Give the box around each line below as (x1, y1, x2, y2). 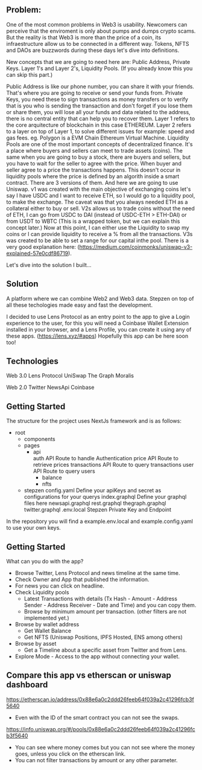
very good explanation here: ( (6, 243, 80, 250)
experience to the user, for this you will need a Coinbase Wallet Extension (6, 319, 189, 327)
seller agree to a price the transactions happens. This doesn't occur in (6, 166, 181, 173)
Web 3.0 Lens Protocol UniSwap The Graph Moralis (6, 372, 134, 379)
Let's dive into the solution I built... (6, 261, 92, 268)
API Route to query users (33, 467, 95, 475)
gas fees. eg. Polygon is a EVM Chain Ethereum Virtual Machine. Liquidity (6, 134, 189, 141)
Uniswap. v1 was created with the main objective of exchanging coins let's (6, 185, 191, 193)
